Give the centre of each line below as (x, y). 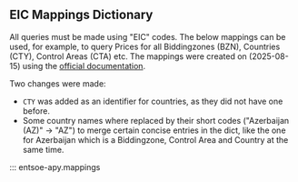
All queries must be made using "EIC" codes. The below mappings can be (148, 36)
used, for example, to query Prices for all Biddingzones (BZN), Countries (145, 46)
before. (36, 111)
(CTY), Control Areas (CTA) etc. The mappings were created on (128, 56)
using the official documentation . (84, 66)
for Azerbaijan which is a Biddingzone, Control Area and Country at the (155, 139)
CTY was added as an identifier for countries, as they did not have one (153, 101)
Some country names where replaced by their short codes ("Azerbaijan (156, 120)
